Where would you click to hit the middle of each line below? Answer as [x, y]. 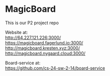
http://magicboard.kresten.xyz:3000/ [42, 48]
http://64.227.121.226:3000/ [33, 38]
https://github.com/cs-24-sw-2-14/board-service [55, 68]
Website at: [16, 32]
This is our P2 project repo [32, 23]
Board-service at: [23, 63]
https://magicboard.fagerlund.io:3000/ [44, 42]
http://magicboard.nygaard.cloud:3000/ [45, 53]
